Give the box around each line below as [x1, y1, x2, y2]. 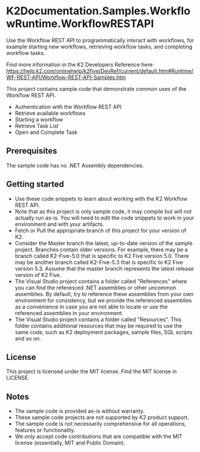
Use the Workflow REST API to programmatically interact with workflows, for [6, 36, 195, 44]
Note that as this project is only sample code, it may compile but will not [14, 207, 192, 215]
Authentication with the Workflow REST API [14, 103, 122, 110]
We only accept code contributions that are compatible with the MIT [14, 433, 183, 440]
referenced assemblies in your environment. [14, 309, 124, 316]
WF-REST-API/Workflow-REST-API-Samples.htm [6, 74, 127, 81]
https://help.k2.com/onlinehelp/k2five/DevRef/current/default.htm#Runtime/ [6, 67, 194, 74]
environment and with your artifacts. [14, 220, 104, 228]
